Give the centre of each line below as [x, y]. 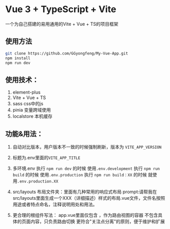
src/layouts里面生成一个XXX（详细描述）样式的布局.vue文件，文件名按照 [89, 198]
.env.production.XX [38, 181]
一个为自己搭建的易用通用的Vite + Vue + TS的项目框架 [62, 24]
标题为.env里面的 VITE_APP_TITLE [46, 157]
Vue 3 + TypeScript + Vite [61, 9]
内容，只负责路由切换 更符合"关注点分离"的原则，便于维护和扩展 [97, 221]
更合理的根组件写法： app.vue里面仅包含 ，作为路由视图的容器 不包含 [85, 215]
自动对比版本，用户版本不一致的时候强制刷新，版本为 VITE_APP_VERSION [87, 147]
